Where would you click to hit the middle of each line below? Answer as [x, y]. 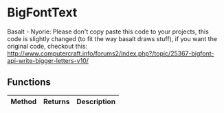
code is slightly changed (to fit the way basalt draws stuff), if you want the [112, 38]
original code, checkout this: [47, 46]
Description [96, 101]
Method [24, 101]
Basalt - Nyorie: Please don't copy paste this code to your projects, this [108, 32]
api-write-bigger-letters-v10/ [48, 60]
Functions [29, 83]
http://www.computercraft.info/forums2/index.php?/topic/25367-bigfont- [111, 53]
